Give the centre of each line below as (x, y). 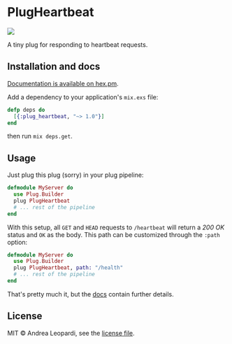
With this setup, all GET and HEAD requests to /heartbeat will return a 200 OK (116, 227)
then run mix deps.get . (40, 136)
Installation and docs (54, 67)
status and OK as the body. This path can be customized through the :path (114, 234)
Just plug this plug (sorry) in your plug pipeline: (75, 175)
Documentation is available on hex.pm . (63, 83)
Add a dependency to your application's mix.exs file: (83, 97)
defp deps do (26, 110)
